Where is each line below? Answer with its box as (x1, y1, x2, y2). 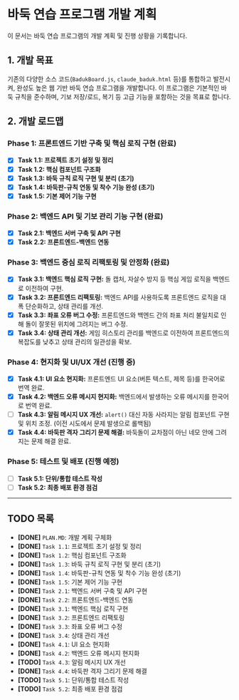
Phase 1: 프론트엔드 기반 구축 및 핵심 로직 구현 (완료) (7, 138, 176, 148)
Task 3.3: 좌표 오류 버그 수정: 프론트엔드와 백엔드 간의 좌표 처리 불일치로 (17, 311, 219, 319)
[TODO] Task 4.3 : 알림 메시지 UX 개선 (17, 657, 127, 666)
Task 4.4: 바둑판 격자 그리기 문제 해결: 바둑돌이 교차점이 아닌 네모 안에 (17, 428, 214, 437)
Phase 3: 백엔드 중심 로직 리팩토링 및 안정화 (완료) (7, 257, 170, 267)
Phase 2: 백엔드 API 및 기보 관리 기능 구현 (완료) (7, 211, 164, 221)
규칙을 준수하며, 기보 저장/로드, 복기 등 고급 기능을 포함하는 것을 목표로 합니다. (14, 92, 231, 101)
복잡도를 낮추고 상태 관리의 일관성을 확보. (17, 337, 132, 346)
